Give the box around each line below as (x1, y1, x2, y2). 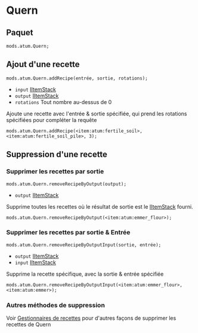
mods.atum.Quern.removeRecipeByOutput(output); (6, 181, 127, 187)
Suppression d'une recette (6, 149, 107, 160)
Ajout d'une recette (6, 59, 80, 69)
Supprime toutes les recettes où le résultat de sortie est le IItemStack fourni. (6, 203, 193, 210)
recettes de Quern (6, 321, 51, 328)
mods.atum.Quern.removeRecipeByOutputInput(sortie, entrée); (6, 242, 162, 248)
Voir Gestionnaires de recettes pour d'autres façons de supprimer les (6, 314, 177, 322)
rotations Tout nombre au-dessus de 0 (14, 98, 112, 105)
